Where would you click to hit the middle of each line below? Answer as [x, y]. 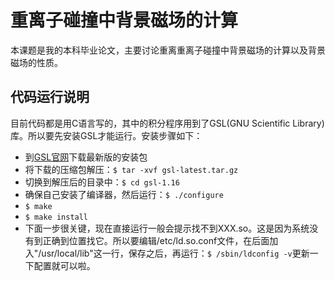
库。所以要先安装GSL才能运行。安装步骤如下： [106, 135]
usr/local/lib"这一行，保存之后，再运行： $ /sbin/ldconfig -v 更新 [175, 253]
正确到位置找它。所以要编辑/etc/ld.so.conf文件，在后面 [156, 240]
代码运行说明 [50, 97]
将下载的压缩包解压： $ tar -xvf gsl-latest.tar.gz [131, 169]
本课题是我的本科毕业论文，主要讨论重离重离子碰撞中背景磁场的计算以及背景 [168, 50]
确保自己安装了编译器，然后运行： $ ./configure [124, 194]
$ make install [56, 217]
